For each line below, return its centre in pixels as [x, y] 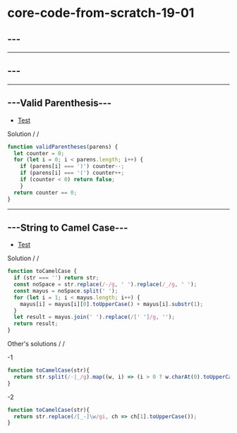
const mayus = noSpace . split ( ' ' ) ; [66, 291]
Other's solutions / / [36, 344]
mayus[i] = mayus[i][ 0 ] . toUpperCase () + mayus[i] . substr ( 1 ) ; [112, 304]
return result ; [36, 324]
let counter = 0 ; [39, 153]
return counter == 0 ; [45, 193]
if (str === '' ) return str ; [56, 278]
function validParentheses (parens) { [63, 147]
